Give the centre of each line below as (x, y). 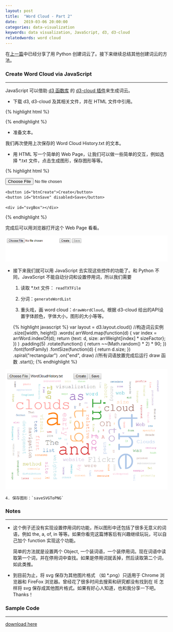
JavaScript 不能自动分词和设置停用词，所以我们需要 (77, 277)
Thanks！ (23, 594)
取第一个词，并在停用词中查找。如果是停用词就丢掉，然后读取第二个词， (89, 558)
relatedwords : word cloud (33, 38)
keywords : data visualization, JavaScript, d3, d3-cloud (68, 33)
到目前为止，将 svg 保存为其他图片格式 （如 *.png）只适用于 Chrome (85, 575)
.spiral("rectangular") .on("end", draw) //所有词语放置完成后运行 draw (86, 355)
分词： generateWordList (46, 299)
